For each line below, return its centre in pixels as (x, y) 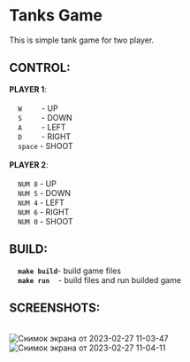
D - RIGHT (44, 136)
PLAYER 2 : (29, 164)
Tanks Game (56, 16)
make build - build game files (69, 271)
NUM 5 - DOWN (44, 193)
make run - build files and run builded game (99, 279)
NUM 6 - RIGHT (43, 212)
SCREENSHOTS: (55, 307)
